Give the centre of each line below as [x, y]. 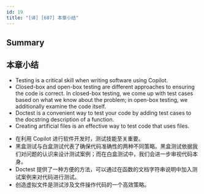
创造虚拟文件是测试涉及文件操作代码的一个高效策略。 [82, 184]
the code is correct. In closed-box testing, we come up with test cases [104, 93]
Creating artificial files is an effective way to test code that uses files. [102, 126]
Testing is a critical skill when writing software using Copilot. [92, 80]
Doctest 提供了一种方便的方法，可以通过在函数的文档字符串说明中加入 [104, 169]
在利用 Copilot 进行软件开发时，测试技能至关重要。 [79, 138]
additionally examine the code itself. [60, 106]
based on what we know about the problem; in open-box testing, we [101, 99]
